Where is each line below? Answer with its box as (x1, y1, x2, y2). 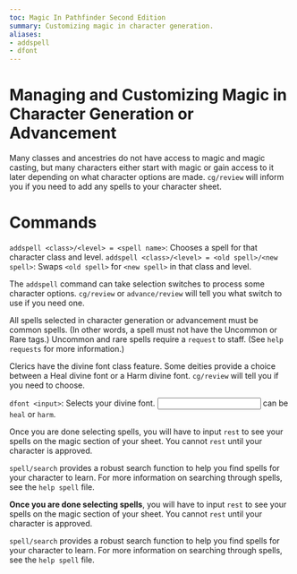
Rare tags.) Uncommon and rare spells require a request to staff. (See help (9, 334, 284, 345)
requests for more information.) (9, 344, 125, 354)
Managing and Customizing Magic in (9, 85, 288, 106)
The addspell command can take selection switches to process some (9, 278, 266, 289)
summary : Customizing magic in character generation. (9, 21, 215, 30)
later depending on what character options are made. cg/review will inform (9, 172, 284, 183)
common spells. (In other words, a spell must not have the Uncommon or (9, 324, 277, 335)
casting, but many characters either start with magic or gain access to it (9, 162, 275, 173)
